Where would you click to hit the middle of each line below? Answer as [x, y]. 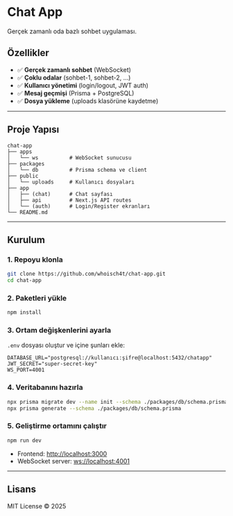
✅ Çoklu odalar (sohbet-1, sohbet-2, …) [74, 78]
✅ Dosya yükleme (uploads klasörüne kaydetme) [88, 100]
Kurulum [26, 240]
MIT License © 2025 [37, 506]
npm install [24, 312]
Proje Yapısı [33, 130]
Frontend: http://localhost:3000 [62, 454]
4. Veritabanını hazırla [45, 387]
